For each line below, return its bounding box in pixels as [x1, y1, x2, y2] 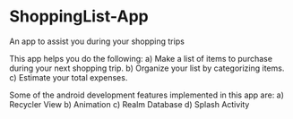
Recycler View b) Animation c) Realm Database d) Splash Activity [9, 98, 250, 109]
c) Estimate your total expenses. [9, 72, 128, 82]
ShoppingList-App [9, 6, 150, 27]
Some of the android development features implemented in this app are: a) [9, 89, 285, 100]
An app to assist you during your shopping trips [9, 36, 185, 47]
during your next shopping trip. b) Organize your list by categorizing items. [9, 63, 285, 73]
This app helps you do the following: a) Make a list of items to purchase [9, 53, 273, 64]
